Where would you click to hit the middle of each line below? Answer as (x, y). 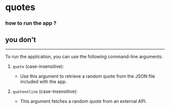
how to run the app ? (31, 23)
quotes (20, 7)
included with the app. (43, 81)
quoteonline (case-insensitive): (45, 91)
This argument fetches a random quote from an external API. (83, 101)
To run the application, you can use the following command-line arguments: (84, 56)
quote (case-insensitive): (38, 66)
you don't (21, 40)
